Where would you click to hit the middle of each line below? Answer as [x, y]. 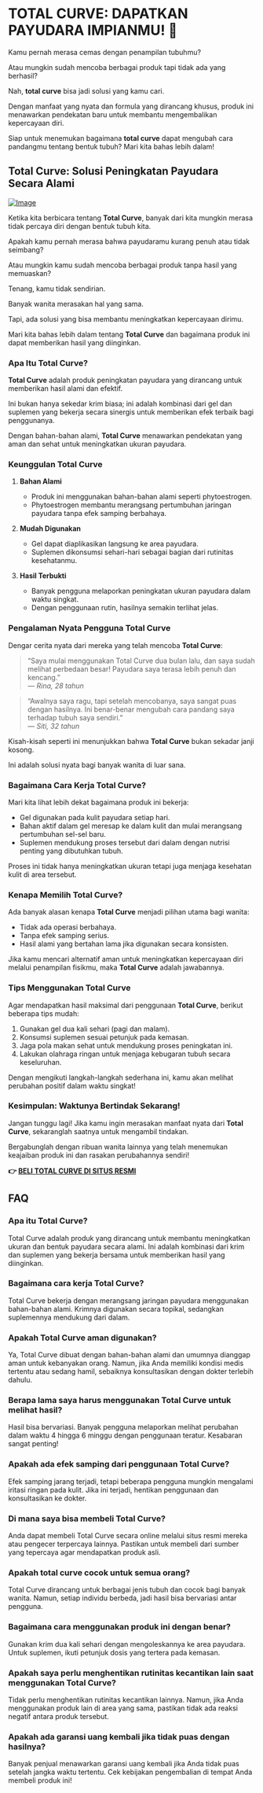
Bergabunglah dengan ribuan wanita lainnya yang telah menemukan [118, 1147]
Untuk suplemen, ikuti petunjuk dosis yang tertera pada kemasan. [114, 1652]
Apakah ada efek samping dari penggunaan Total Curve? [119, 1464]
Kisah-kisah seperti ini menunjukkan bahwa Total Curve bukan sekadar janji [131, 741]
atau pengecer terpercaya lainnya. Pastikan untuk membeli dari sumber [124, 1544]
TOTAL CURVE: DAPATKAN [98, 14]
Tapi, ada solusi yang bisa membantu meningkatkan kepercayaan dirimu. [126, 318]
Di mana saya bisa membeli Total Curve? [87, 1519]
